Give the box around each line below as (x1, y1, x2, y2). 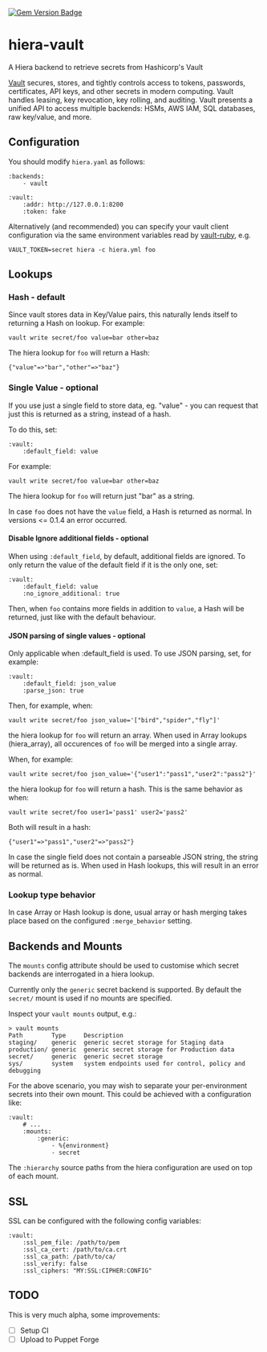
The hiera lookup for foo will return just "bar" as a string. (8, 491, 195, 500)
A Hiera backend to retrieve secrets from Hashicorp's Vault (8, 62, 204, 72)
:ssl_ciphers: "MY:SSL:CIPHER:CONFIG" (22, 1267, 152, 1275)
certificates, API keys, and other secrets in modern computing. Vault (8, 86, 234, 96)
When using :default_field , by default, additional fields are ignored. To (8, 551, 246, 561)
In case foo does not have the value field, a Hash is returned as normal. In (8, 507, 253, 516)
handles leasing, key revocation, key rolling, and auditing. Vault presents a (8, 95, 253, 105)
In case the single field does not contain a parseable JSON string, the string (8, 853, 259, 862)
